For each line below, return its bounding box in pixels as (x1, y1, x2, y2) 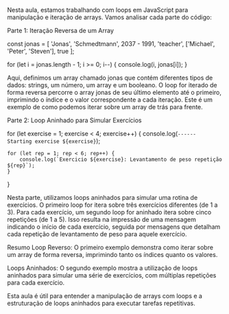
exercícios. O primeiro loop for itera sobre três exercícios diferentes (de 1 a (7, 201, 218, 209)
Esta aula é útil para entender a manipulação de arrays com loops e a (7, 292, 202, 300)
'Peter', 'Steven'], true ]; (7, 47, 75, 55)
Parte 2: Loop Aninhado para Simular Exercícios (7, 116, 142, 124)
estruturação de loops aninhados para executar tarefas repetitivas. (7, 299, 195, 307)
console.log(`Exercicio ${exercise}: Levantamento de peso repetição (19, 156, 223, 163)
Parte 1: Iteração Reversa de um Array (7, 27, 114, 34)
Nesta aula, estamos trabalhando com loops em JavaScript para (7, 6, 189, 14)
